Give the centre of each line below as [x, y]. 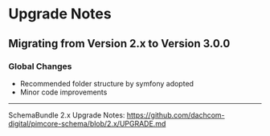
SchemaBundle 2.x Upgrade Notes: [67, 115]
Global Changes [40, 66]
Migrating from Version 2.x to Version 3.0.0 [119, 44]
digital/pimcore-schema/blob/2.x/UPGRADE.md [87, 123]
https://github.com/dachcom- [176, 115]
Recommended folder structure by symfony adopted [107, 83]
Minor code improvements [63, 92]
